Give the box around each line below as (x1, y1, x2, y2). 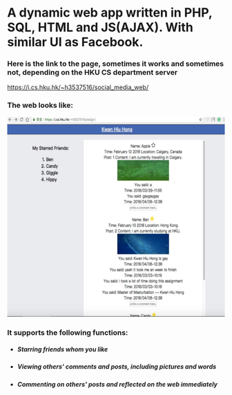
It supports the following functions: (7, 328, 128, 338)
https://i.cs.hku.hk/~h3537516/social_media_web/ (7, 83, 149, 91)
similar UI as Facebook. (7, 35, 144, 50)
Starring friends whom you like (17, 345, 108, 353)
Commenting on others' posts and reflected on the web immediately (17, 380, 218, 388)
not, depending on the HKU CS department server (7, 68, 178, 77)
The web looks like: (7, 100, 74, 110)
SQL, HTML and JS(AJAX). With (7, 19, 193, 35)
